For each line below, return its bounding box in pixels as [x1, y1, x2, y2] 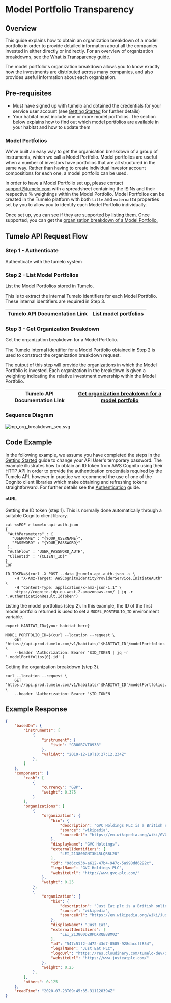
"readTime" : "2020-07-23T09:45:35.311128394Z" [14, 989, 115, 994]
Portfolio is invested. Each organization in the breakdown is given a [5, 367, 146, 374]
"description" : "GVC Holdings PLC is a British [60, 823, 163, 828]
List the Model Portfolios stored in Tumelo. [5, 283, 94, 289]
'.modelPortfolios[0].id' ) [5, 654, 65, 659]
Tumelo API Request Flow [5, 232, 88, 241]
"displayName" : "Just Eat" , [50, 922, 110, 928]
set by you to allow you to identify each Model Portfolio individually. [5, 202, 147, 208]
